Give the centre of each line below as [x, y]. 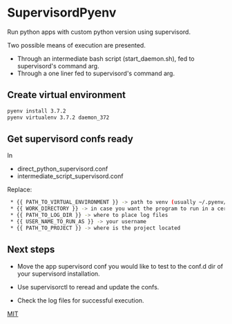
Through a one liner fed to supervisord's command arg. [96, 73]
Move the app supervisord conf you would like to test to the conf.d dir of [120, 266]
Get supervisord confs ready [70, 139]
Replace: [20, 190]
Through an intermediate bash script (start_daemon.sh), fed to [106, 58]
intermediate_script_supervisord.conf [70, 176]
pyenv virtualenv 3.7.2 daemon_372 [58, 117]
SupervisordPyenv [62, 13]
